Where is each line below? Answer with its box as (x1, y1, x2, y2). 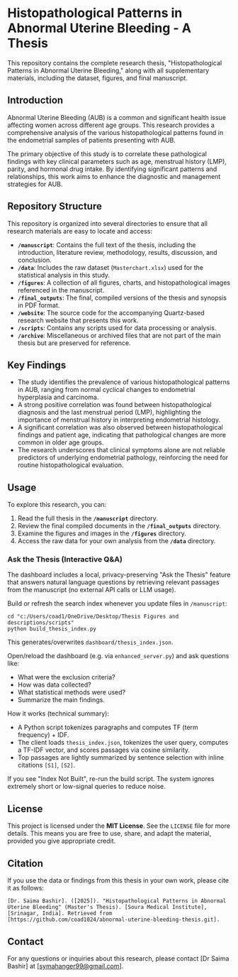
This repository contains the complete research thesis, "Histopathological (7, 58, 222, 67)
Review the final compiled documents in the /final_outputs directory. (17, 522, 221, 530)
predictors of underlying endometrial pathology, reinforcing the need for (17, 453, 229, 462)
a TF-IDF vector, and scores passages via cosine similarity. (17, 746, 190, 754)
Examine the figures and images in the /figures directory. (17, 529, 186, 537)
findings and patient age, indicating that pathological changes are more (17, 431, 227, 440)
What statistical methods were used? (17, 688, 126, 697)
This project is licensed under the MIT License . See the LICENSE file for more (7, 822, 230, 830)
